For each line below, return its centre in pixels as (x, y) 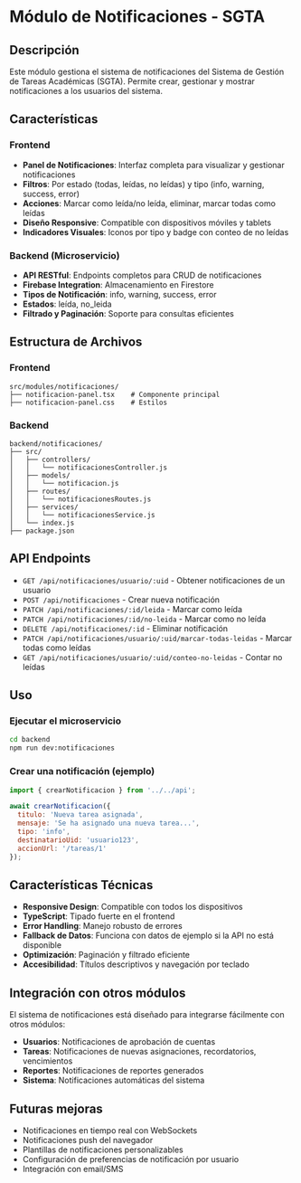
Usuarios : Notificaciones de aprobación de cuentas (119, 1042)
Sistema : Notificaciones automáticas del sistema (113, 1080)
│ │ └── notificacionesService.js (82, 515)
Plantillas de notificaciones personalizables (103, 1150)
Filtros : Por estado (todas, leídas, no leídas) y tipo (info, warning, (143, 184)
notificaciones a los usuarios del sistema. (86, 91)
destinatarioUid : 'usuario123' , (79, 840)
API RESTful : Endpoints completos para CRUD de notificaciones (142, 275)
